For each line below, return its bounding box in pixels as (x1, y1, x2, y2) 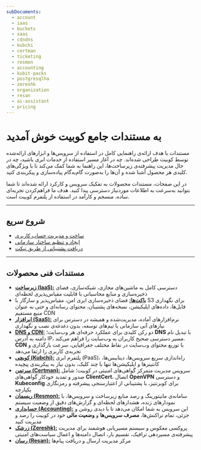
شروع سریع (6, 216, 45, 226)
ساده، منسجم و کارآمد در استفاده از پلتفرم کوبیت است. (6, 193, 130, 200)
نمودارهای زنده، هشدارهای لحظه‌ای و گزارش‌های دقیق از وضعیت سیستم (14, 399, 175, 406)
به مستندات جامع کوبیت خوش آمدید (6, 130, 162, 143)
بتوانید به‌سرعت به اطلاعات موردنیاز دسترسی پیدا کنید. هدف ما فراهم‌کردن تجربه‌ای (6, 187, 190, 194)
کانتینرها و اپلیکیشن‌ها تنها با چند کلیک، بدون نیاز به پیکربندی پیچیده (14, 360, 160, 368)
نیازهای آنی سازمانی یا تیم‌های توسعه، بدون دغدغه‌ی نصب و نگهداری (14, 322, 165, 329)
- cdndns (11, 37, 33, 43)
